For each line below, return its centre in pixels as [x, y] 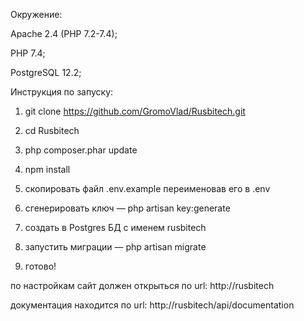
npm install [47, 169]
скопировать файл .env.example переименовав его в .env [147, 188]
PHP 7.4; [28, 53]
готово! [40, 266]
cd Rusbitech [52, 130]
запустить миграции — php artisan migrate [115, 247]
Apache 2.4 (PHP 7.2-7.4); [64, 33]
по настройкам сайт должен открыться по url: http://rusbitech [142, 285]
